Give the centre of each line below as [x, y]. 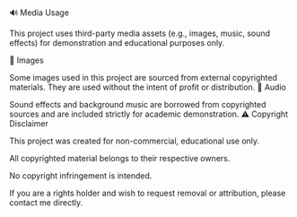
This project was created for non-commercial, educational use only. [135, 141]
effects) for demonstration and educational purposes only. [117, 43]
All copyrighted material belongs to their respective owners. [120, 158]
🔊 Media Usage [39, 13]
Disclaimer [29, 123]
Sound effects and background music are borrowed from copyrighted [138, 104]
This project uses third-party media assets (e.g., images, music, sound [140, 33]
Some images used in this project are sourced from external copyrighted [144, 78]
